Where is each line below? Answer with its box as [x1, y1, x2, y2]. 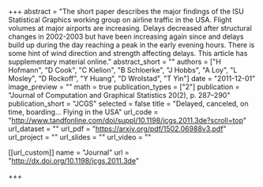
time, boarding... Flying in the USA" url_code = [8, 107, 159, 117]
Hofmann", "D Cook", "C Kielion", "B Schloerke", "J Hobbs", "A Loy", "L [8, 65, 238, 74]
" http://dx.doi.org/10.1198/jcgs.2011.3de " [8, 156, 140, 165]
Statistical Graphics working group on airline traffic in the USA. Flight [8, 15, 232, 24]
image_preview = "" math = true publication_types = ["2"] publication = [8, 82, 240, 92]
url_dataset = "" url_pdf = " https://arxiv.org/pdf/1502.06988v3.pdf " [8, 124, 227, 133]
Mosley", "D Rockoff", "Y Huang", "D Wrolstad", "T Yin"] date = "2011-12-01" [8, 74, 256, 83]
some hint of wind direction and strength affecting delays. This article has [8, 49, 248, 58]
